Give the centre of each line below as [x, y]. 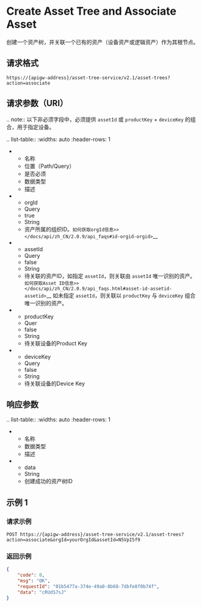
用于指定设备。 [36, 127]
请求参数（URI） [37, 103]
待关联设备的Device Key [55, 383]
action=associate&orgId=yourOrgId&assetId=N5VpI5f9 [73, 540]
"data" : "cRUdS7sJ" [42, 592]
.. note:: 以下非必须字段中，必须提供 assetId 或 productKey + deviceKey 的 [99, 119]
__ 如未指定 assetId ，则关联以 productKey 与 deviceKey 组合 [121, 295]
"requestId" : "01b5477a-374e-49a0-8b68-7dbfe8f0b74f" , [88, 586]
